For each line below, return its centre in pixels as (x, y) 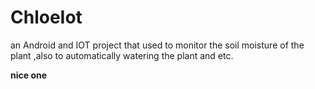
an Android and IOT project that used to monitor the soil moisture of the (157, 45)
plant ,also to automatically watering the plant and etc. (122, 55)
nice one (29, 75)
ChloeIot (46, 17)
